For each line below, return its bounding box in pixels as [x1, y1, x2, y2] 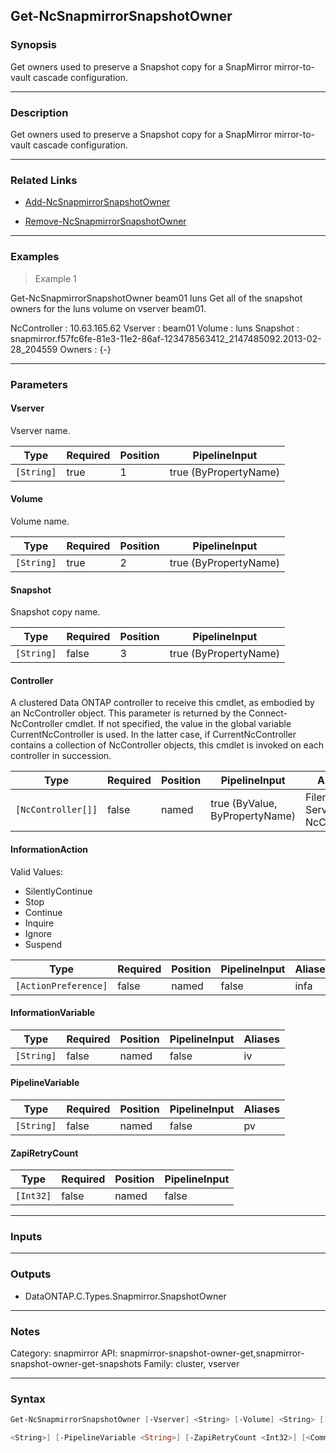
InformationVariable [10, 1007, 96, 1019]
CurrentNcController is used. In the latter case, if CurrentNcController [10, 729, 297, 741]
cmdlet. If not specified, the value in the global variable [64, 718, 292, 730]
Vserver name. [10, 424, 71, 436]
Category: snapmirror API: [10, 1347, 118, 1359]
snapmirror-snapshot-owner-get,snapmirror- [119, 1347, 305, 1359]
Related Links [10, 173, 78, 187]
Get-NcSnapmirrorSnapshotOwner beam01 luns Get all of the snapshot [10, 292, 303, 304]
